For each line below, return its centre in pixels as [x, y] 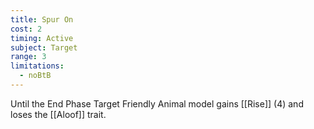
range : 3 [28, 57]
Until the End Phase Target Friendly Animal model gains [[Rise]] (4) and [157, 103]
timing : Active [42, 38]
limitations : [37, 66]
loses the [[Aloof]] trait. [58, 114]
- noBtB [35, 76]
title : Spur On [42, 19]
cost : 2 [26, 29]
